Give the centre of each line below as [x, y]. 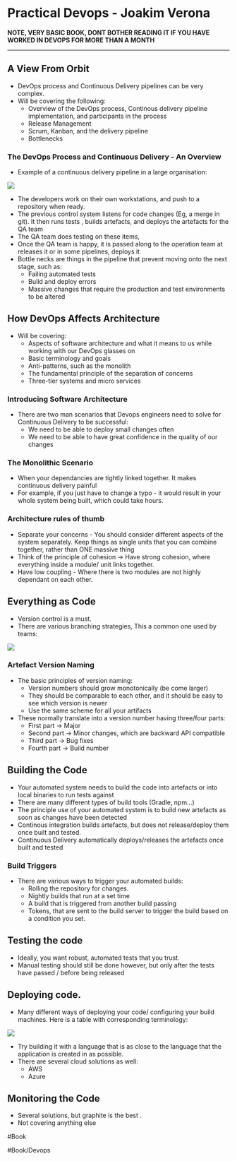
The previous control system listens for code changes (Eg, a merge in [119, 214]
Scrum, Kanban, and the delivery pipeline [88, 131]
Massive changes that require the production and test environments [127, 289]
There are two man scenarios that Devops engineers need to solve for [119, 415]
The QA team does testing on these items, [78, 237]
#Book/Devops [29, 1150]
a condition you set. [57, 918]
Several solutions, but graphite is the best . [80, 1115]
